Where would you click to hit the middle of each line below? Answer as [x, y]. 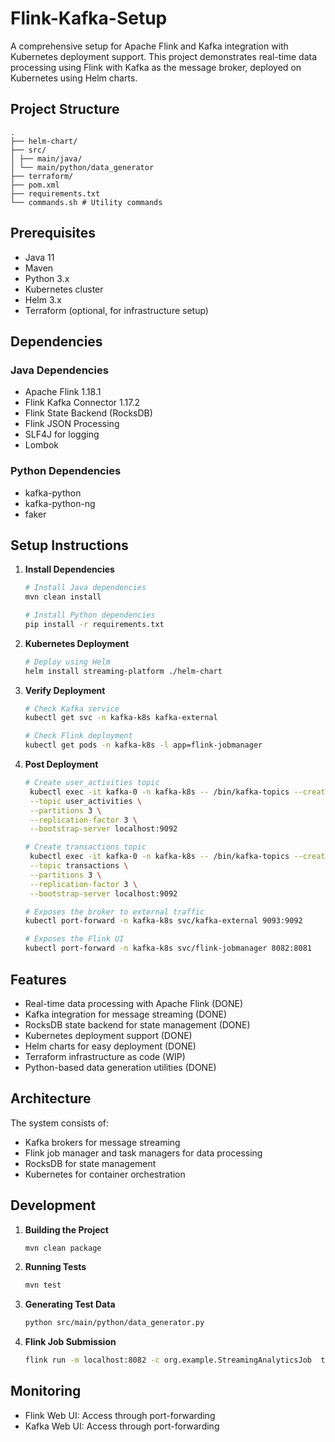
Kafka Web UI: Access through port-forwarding [122, 1426]
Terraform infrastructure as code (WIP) [105, 1056]
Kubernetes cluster [64, 289]
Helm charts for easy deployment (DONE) [110, 1046]
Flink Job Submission [70, 1342]
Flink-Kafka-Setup [89, 18]
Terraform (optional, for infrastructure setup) [116, 310]
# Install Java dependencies [85, 588]
